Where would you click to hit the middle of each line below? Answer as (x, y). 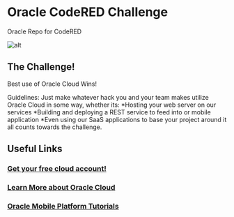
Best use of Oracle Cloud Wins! (52, 84)
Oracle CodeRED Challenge (88, 12)
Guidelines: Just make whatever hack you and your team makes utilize (108, 97)
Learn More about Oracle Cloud (61, 187)
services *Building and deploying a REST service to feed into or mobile (109, 112)
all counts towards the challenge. (55, 127)
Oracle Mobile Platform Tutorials (63, 206)
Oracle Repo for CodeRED (45, 31)
